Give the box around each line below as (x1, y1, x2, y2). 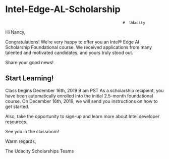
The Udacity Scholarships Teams (5, 148, 74, 154)
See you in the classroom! (5, 128, 60, 134)
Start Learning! (5, 74, 54, 83)
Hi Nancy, (5, 29, 26, 35)
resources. (5, 119, 28, 125)
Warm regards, (5, 138, 36, 144)
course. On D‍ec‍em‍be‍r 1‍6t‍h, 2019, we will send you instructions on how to (5, 98, 158, 104)
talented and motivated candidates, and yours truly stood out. (5, 49, 134, 56)
